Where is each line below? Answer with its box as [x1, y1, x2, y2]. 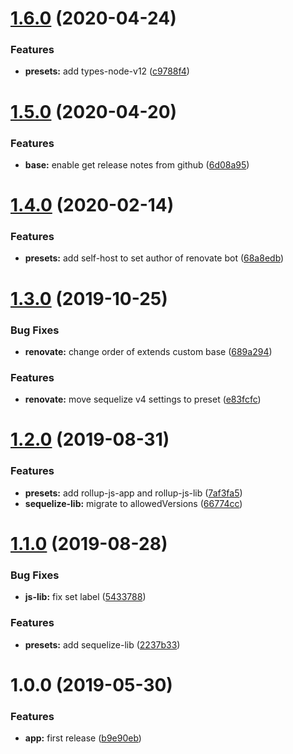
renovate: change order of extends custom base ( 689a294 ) [24, 345, 273, 357]
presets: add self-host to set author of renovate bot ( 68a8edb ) [24, 252, 285, 264]
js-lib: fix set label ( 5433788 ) [24, 591, 147, 603]
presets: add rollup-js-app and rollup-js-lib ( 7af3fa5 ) [24, 487, 243, 499]
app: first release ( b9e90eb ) [24, 732, 142, 744]
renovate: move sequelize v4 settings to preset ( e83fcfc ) [24, 393, 262, 406]
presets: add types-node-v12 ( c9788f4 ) [24, 65, 190, 77]
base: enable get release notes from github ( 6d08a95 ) [24, 158, 250, 171]
